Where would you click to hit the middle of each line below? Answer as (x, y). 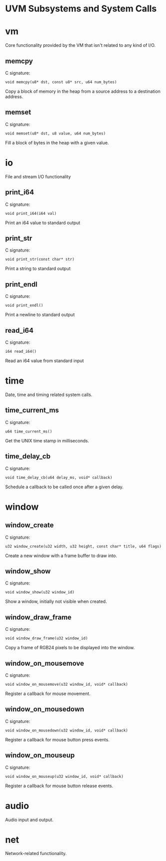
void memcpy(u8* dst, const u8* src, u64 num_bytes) (61, 82)
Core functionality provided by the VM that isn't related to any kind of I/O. (81, 45)
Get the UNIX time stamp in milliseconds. (47, 440)
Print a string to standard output (38, 269)
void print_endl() (24, 305)
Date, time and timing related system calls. (49, 395)
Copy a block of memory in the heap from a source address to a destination (83, 91)
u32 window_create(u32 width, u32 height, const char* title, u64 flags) (83, 546)
